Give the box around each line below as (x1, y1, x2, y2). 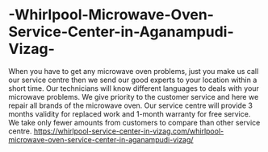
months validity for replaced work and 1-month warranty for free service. (8, 109, 251, 118)
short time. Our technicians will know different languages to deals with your (8, 83, 260, 93)
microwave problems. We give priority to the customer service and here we (8, 92, 259, 101)
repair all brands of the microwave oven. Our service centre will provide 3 (8, 101, 253, 110)
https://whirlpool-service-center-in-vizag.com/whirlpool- (33, 126, 224, 136)
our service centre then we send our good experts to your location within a (8, 75, 258, 84)
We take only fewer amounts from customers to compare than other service (8, 117, 261, 127)
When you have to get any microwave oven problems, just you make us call (8, 66, 259, 76)
